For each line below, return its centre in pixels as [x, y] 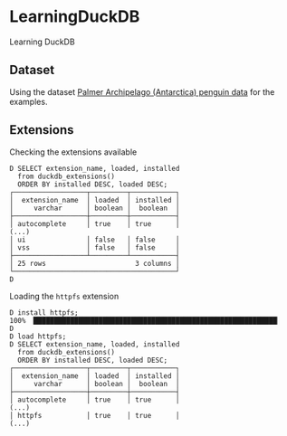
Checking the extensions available [73, 152]
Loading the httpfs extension [64, 296]
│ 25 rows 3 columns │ [95, 263]
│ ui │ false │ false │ [95, 240]
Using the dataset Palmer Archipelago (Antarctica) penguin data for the [142, 91]
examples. [29, 101]
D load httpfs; [38, 336]
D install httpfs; [44, 313]
